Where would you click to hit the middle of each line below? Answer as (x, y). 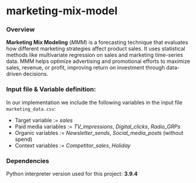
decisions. (36, 74)
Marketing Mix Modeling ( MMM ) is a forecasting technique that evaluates (97, 42)
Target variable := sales (44, 120)
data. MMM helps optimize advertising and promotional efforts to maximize (98, 61)
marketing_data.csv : (31, 109)
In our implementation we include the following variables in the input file (94, 102)
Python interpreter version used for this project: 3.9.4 (72, 174)
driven (14, 74)
